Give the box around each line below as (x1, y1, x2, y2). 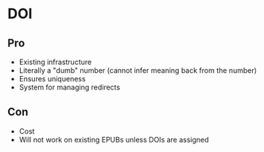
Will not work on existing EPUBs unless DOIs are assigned (18, 135, 209, 144)
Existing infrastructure (18, 57, 92, 66)
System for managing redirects (18, 82, 121, 92)
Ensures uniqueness (18, 74, 86, 83)
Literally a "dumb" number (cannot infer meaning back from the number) (18, 66, 258, 75)
